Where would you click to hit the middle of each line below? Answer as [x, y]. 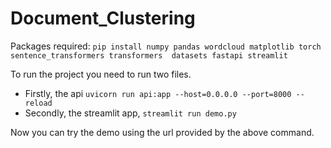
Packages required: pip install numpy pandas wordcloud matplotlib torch [166, 46]
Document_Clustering [103, 18]
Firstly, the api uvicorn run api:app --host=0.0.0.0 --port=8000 [158, 93]
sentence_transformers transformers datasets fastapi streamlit [149, 55]
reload [38, 103]
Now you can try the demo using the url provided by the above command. [162, 132]
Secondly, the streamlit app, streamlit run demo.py [130, 113]
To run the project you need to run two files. [101, 74]
